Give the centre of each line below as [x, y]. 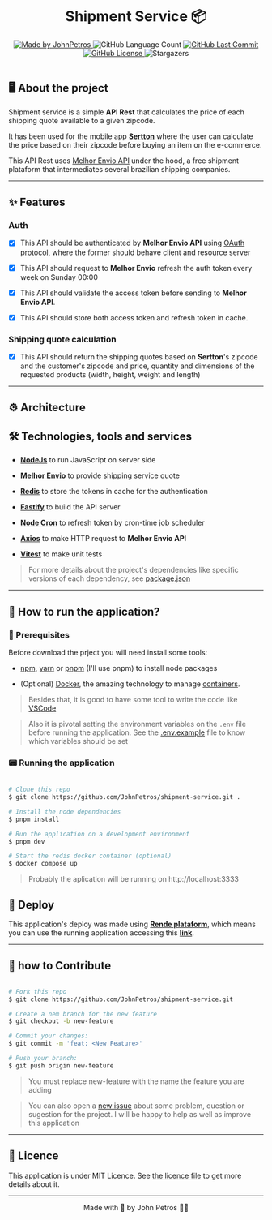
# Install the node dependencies [65, 812]
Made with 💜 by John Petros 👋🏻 [136, 1207]
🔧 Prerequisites [39, 634]
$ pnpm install [34, 819]
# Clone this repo [39, 790]
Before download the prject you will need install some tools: [108, 652]
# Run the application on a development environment [99, 834]
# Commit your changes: [49, 1036]
